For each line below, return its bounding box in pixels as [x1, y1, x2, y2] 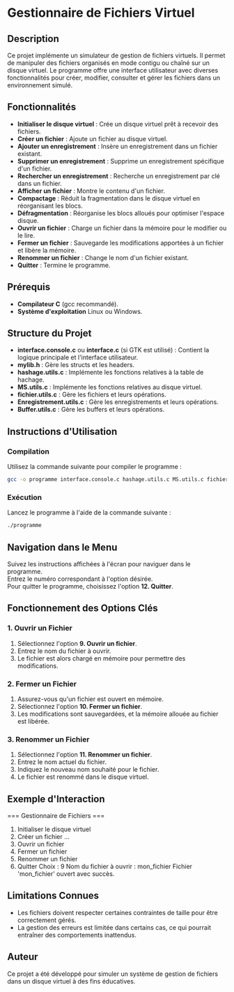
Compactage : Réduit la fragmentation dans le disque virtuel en [17, 194, 201, 202]
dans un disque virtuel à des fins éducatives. [7, 977, 136, 985]
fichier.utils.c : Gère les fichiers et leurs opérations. [17, 390, 167, 399]
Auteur [7, 951, 38, 963]
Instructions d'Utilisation [7, 425, 118, 438]
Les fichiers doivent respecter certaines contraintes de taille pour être [17, 908, 218, 916]
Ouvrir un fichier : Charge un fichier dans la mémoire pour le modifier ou [17, 224, 227, 232]
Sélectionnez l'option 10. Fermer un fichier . [17, 702, 143, 710]
